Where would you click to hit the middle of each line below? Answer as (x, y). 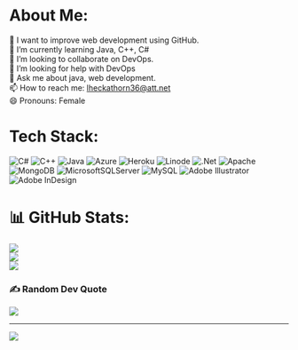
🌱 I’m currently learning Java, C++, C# (79, 49)
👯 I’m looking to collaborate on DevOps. (82, 59)
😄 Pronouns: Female (47, 100)
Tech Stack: (54, 136)
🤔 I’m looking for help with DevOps (72, 68)
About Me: (49, 16)
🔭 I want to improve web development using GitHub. (104, 40)
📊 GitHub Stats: (70, 218)
